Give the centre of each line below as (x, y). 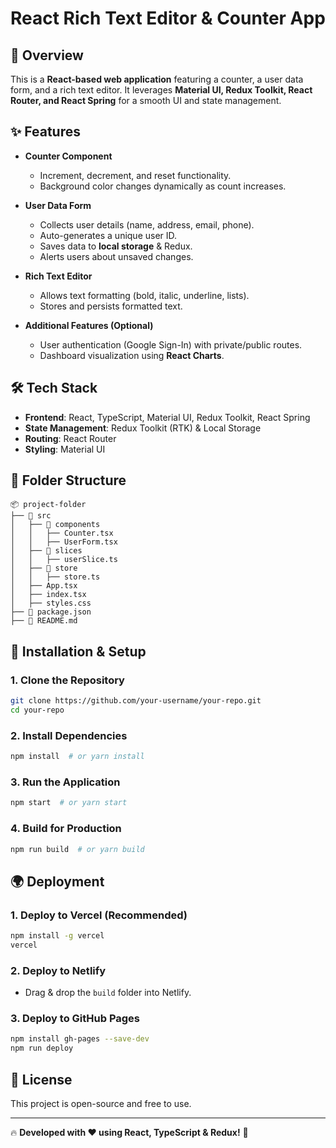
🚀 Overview (47, 55)
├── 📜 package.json (51, 612)
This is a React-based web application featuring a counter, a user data (157, 79)
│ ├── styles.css (51, 603)
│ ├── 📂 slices (46, 551)
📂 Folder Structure (68, 480)
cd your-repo (37, 710)
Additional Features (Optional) (89, 325)
